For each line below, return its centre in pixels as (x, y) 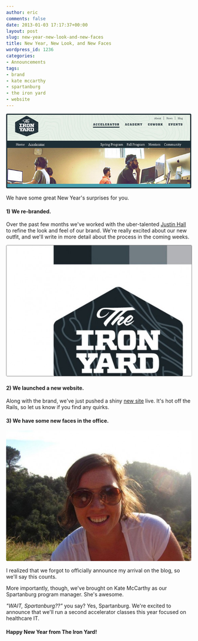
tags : (13, 68)
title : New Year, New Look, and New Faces (59, 44)
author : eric (22, 12)
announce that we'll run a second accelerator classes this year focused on (96, 612)
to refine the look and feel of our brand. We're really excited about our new (96, 231)
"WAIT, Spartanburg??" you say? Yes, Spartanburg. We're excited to (89, 606)
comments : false (26, 19)
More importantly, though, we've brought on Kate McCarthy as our (87, 588)
